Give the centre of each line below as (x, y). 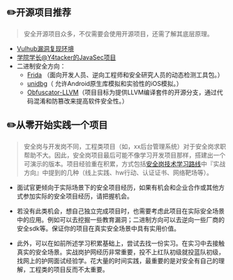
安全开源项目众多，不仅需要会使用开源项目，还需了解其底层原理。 (118, 34)
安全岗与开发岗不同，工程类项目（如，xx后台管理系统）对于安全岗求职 (125, 146)
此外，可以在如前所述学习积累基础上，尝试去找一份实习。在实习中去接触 (120, 243)
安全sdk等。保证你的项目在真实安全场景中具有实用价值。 (98, 228)
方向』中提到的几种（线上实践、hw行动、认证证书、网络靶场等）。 (118, 172)
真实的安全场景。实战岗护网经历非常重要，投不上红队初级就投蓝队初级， (120, 252)
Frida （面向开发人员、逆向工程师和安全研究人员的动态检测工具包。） (125, 75)
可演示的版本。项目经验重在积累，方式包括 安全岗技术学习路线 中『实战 (125, 163)
